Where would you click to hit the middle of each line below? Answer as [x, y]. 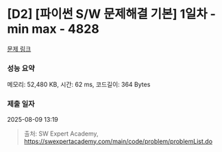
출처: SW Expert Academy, [61, 134]
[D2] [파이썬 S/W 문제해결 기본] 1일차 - [111, 14]
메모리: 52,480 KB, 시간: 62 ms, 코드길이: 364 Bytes [79, 85]
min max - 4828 [53, 29]
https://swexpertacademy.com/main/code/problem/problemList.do [118, 141]
